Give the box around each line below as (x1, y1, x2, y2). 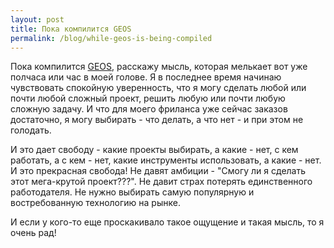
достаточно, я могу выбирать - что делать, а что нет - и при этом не (10, 114, 304, 126)
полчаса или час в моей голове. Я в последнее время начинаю (10, 71, 282, 83)
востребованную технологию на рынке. (10, 197, 181, 209)
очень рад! (10, 227, 57, 239)
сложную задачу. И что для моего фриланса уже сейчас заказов (10, 103, 288, 115)
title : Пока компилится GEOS (10, 24, 132, 34)
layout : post (10, 14, 65, 25)
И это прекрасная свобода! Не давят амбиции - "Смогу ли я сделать (10, 165, 307, 177)
